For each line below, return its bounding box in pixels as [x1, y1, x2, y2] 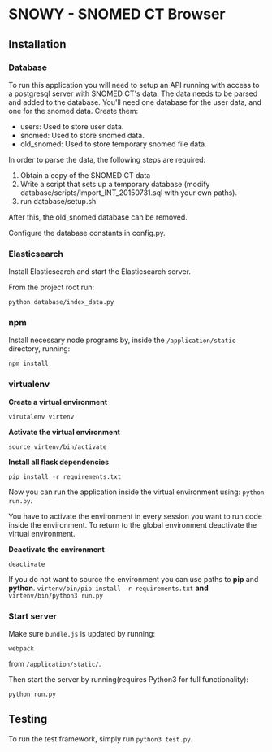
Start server [8, 611, 57, 622]
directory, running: [8, 344, 71, 354]
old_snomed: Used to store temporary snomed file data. [19, 139, 207, 149]
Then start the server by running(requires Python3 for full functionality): [8, 675, 249, 685]
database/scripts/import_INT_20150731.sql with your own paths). [19, 188, 238, 198]
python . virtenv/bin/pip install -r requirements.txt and [8, 583, 209, 593]
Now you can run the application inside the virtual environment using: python [8, 487, 265, 497]
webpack [8, 645, 35, 653]
